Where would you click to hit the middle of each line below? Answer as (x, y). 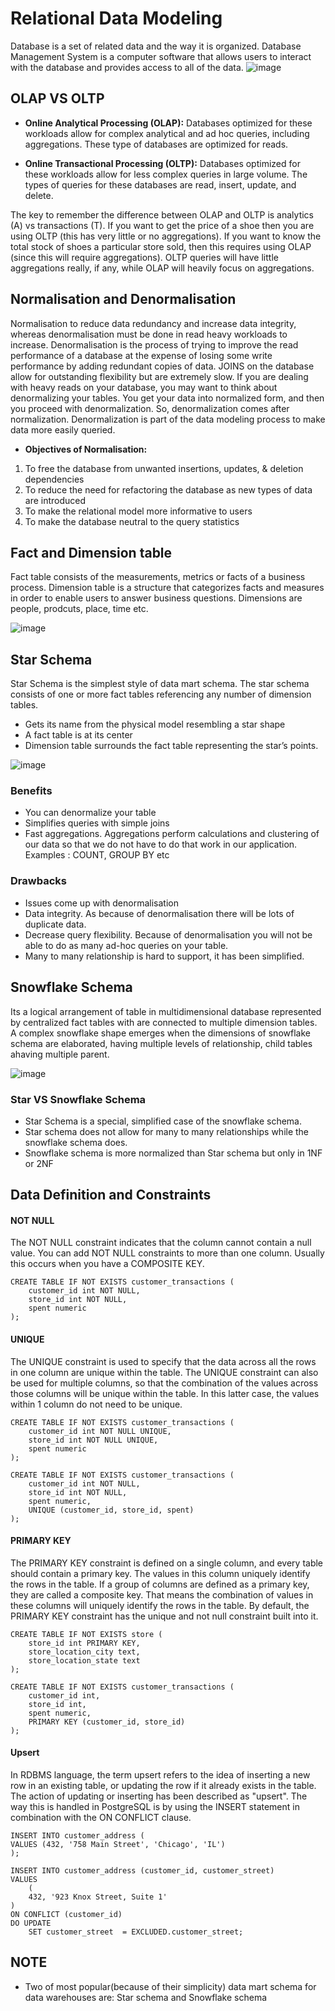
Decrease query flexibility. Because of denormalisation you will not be (168, 934)
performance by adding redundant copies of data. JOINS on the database (162, 366)
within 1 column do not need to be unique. (96, 1404)
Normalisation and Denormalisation (123, 299)
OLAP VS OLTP (57, 98)
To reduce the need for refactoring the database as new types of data (168, 489)
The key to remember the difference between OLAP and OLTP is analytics (162, 214)
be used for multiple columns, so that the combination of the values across (164, 1383)
